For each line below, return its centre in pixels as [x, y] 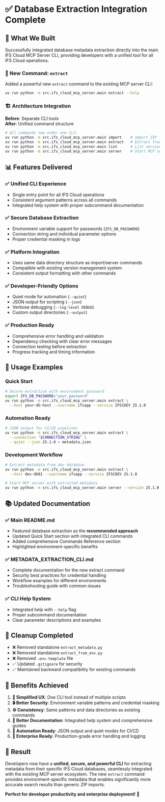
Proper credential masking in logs [46, 239]
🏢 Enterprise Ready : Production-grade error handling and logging [79, 736]
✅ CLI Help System [28, 599]
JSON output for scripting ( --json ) [47, 302]
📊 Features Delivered [39, 167]
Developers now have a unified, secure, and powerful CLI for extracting [78, 763]
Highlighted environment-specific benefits [55, 547]
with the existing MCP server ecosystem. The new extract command [75, 774]
